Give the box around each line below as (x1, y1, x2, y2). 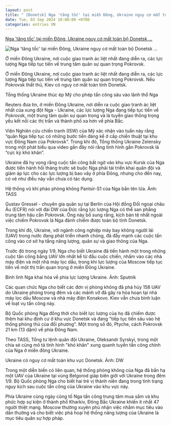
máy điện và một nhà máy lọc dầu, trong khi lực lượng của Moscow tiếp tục (5, 259, 163, 265)
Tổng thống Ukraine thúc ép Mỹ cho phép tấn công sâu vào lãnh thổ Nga (5, 92, 158, 98)
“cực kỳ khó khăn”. (5, 149, 45, 156)
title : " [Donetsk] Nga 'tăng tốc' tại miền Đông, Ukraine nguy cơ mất (5, 12, 160, 17)
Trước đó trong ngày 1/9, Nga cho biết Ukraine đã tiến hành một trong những (5, 248, 166, 254)
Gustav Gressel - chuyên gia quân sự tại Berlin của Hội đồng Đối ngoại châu (5, 201, 165, 207)
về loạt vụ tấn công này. (5, 300, 56, 307)
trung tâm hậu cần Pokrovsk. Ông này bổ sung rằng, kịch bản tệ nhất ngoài (5, 212, 163, 218)
